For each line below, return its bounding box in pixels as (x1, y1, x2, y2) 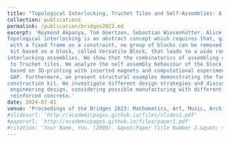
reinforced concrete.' (10, 93, 75, 100)
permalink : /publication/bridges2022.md (7, 23, 125, 29)
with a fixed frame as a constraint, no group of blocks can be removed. (10, 42, 225, 48)
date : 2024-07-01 (7, 99, 57, 106)
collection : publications (7, 16, 81, 23)
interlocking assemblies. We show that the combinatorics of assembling (7, 55, 219, 61)
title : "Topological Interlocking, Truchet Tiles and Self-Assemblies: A (7, 10, 222, 17)
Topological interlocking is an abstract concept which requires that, (7, 35, 216, 42)
